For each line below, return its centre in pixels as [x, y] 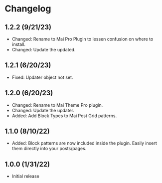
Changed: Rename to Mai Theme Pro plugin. [57, 105]
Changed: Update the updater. [43, 110]
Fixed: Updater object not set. [42, 77]
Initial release [25, 176]
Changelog [28, 9]
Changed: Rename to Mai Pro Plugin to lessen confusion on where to [82, 39]
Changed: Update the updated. [44, 50]
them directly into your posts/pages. [49, 149]
